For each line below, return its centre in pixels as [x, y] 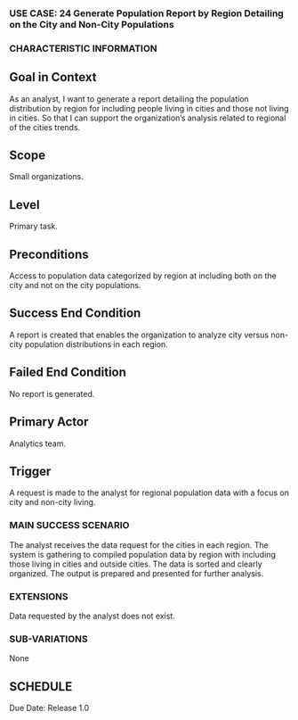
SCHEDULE [41, 687]
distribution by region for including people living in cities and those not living [149, 108]
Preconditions [49, 254]
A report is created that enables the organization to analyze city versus [139, 335]
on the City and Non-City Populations [92, 24]
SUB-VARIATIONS [48, 639]
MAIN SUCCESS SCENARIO [69, 526]
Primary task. [33, 227]
